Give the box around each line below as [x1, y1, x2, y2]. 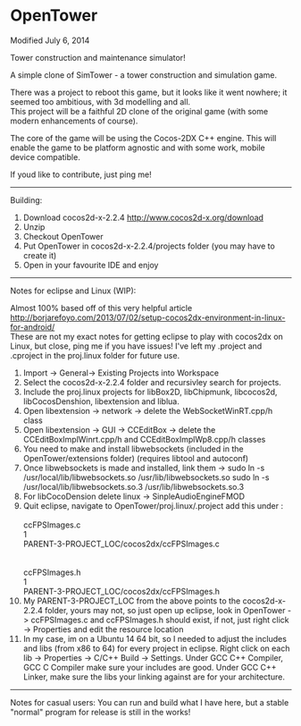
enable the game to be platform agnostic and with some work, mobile [10, 142, 266, 153]
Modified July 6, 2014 [10, 35, 90, 46]
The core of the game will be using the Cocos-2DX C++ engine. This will [10, 132, 277, 143]
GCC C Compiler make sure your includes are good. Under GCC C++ [22, 662, 277, 672]
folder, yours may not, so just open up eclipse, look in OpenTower [44, 604, 286, 615]
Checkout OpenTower [22, 231, 104, 241]
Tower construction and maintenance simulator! [10, 52, 186, 63]
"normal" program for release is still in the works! [10, 706, 191, 717]
